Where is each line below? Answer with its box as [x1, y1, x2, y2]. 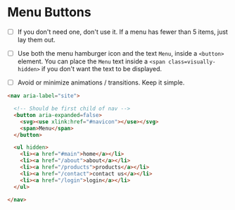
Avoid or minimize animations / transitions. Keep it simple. [17, 78, 185, 87]
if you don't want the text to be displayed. [41, 65, 163, 73]
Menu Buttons [7, 4, 91, 20]
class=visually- [168, 58, 216, 66]
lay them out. [17, 36, 56, 44]
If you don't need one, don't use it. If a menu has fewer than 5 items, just [17, 27, 229, 36]
